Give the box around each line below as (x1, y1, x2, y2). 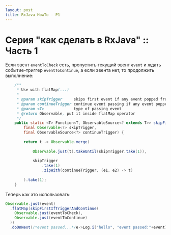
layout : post (5, 7, 33, 13)
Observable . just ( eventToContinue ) (14, 215, 88, 221)
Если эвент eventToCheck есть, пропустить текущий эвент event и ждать (5, 62, 161, 68)
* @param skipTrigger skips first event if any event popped (16, 97, 158, 102)
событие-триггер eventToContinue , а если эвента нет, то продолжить (5, 67, 155, 73)
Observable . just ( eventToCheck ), (14, 211, 83, 216)
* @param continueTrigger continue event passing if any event (16, 101, 154, 107)
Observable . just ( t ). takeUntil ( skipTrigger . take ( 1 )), (32, 149, 147, 154)
